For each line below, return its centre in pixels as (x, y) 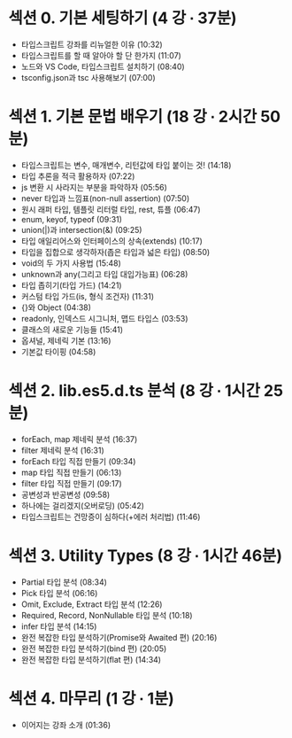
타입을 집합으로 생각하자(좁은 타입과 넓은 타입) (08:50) (115, 252)
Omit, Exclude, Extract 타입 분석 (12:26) (92, 604)
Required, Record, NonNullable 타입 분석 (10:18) (107, 615)
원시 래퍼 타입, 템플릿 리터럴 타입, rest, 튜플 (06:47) (111, 209)
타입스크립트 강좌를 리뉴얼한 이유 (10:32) (92, 44)
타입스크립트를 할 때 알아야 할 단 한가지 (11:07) (101, 55)
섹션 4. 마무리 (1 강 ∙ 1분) (91, 699)
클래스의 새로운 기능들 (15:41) (72, 330)
